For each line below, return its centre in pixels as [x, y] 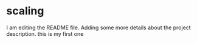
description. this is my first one [45, 33]
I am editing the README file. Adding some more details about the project [98, 27]
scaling [25, 11]
